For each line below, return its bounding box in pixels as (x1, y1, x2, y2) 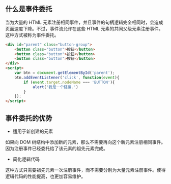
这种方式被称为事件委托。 (5, 32, 59, 38)
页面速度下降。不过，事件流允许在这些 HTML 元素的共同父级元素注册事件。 (5, 25, 163, 31)
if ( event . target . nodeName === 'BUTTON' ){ (23, 80, 115, 85)
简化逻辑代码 (12, 156, 40, 162)
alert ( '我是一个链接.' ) (32, 84, 78, 90)
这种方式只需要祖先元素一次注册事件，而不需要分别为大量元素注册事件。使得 (5, 167, 166, 173)
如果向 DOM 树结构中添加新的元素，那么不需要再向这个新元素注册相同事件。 (5, 139, 166, 145)
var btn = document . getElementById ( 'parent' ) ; (14, 70, 115, 76)
